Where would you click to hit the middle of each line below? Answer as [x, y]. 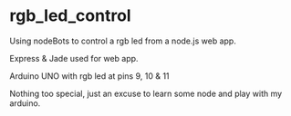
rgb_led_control [70, 16]
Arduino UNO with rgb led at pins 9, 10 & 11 [90, 76]
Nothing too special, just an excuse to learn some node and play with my [146, 93]
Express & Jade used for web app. [74, 58]
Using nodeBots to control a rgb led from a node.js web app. [123, 41]
